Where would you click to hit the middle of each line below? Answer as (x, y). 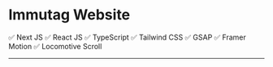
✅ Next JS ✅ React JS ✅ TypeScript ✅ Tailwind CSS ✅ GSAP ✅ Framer (127, 37)
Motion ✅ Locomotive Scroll (55, 46)
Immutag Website (69, 15)
